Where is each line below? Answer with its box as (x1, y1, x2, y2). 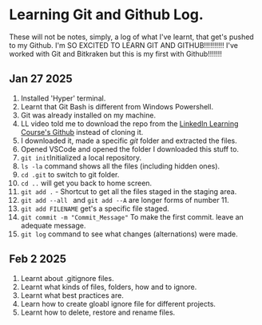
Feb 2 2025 (9, 252, 67, 266)
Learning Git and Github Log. (9, 6, 204, 24)
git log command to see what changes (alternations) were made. (20, 229, 238, 239)
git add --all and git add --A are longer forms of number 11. (20, 195, 230, 204)
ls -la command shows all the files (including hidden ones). (20, 161, 220, 171)
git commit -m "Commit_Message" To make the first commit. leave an (20, 212, 244, 221)
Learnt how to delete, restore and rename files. (20, 307, 176, 317)
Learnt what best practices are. (20, 290, 125, 300)
